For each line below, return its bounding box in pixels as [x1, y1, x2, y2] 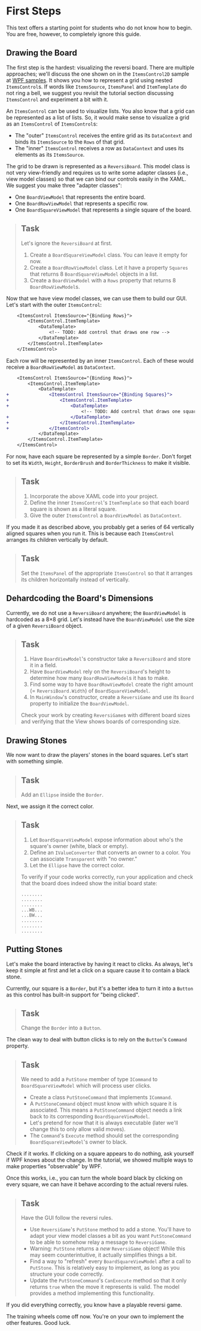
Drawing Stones [6, 735, 67, 745]
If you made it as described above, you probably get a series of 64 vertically [6, 523, 194, 530]
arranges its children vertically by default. [6, 536, 109, 543]
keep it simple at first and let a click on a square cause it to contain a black [6, 966, 190, 974]
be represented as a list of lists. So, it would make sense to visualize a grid [6, 114, 190, 121]
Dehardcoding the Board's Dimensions [6, 593, 154, 604]
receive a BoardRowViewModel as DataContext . [6, 363, 115, 371]
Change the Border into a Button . [20, 1024, 102, 1031]
